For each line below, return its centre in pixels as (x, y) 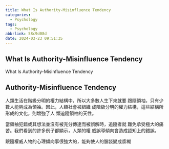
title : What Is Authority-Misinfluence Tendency (58, 10)
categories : (18, 15)
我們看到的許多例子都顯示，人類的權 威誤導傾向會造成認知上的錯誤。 (87, 130)
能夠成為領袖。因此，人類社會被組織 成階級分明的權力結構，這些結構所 (89, 107)
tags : (11, 24)
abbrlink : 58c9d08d (26, 34)
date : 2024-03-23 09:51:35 (34, 39)
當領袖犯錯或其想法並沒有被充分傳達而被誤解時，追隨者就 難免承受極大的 (82, 124)
